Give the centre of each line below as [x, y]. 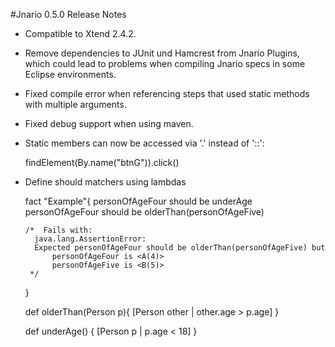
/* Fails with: [58, 230]
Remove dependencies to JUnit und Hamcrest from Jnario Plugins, [162, 53]
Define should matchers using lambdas [105, 182]
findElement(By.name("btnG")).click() [102, 162]
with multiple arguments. [75, 104]
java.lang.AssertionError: [90, 239]
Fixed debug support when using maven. [109, 123]
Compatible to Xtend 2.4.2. [80, 33]
